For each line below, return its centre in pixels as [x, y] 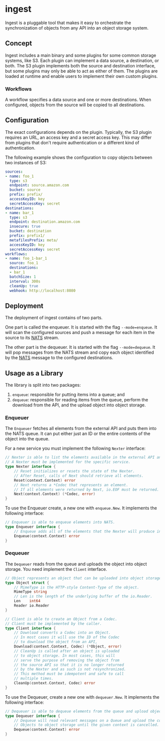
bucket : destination [30, 231]
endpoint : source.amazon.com [39, 185]
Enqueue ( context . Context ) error [47, 536]
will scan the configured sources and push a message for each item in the [80, 333]
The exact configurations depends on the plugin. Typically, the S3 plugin [79, 132]
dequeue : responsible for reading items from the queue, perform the [80, 400]
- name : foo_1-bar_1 [26, 259]
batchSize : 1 [23, 277]
